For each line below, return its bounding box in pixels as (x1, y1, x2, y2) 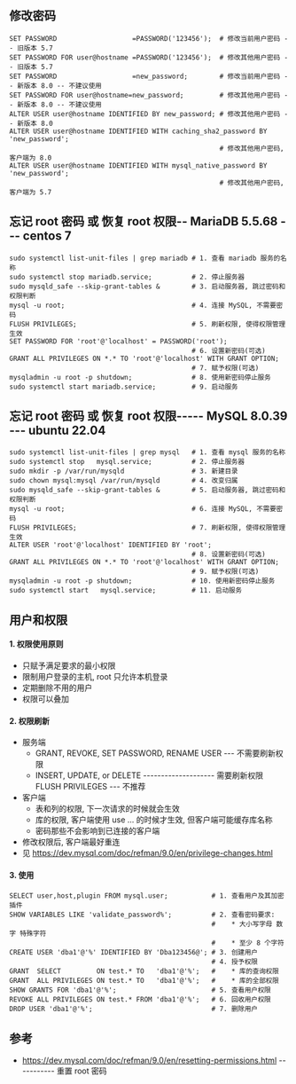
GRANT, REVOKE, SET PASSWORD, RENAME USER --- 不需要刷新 (35, 748, 277, 758)
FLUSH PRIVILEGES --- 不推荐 (35, 782, 146, 792)
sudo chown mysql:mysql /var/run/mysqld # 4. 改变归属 (9, 476, 238, 485)
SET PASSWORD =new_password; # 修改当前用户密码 (9, 72, 281, 81)
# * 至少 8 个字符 (211, 939, 285, 947)
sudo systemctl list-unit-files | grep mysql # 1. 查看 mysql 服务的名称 (9, 448, 286, 457)
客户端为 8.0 (9, 153, 52, 162)
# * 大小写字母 (211, 920, 273, 929)
